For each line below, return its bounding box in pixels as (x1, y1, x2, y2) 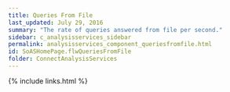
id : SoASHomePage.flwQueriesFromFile (8, 48, 132, 55)
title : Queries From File (8, 11, 93, 19)
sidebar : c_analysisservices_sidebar (8, 33, 132, 41)
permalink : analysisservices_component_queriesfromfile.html (8, 41, 213, 48)
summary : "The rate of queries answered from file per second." (8, 26, 223, 34)
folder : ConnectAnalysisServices (8, 55, 118, 63)
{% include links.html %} (8, 76, 88, 86)
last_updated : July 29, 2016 (8, 19, 104, 27)
